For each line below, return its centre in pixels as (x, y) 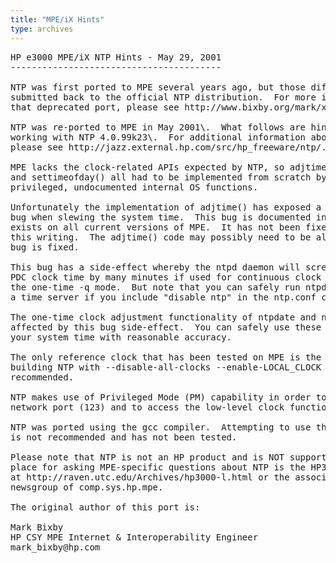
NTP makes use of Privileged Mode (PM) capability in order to (168, 397)
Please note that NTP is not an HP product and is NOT (147, 457)
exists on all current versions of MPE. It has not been (155, 227)
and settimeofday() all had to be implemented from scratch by (168, 177)
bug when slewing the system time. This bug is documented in (168, 217)
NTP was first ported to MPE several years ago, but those (158, 87)
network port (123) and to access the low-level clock (147, 407)
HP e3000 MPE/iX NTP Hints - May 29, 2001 (116, 57)
